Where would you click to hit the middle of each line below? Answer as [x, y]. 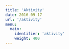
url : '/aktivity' [24, 19]
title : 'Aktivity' [25, 10]
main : [16, 29]
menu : [11, 24]
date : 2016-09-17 [24, 15]
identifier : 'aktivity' [40, 34]
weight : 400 [27, 39]
